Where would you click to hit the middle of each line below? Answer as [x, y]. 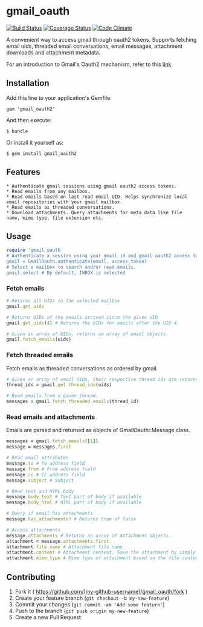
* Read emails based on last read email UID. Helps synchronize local [97, 197]
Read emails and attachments [51, 417]
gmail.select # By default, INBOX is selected [66, 273]
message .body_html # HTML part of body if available [74, 503]
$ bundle [17, 131]
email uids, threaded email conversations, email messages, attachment [95, 46]
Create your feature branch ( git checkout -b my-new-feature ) [92, 598]
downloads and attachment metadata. [53, 52]
